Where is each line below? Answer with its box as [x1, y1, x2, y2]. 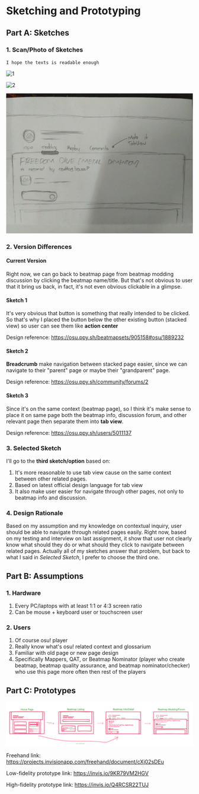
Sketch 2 [6, 347, 28, 354]
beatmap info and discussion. [14, 494, 87, 501]
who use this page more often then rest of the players [14, 668, 146, 675]
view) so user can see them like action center [6, 322, 118, 329]
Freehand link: [6, 751, 41, 759]
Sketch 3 [6, 392, 28, 399]
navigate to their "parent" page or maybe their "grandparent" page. [6, 367, 171, 374]
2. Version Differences [6, 242, 72, 251]
